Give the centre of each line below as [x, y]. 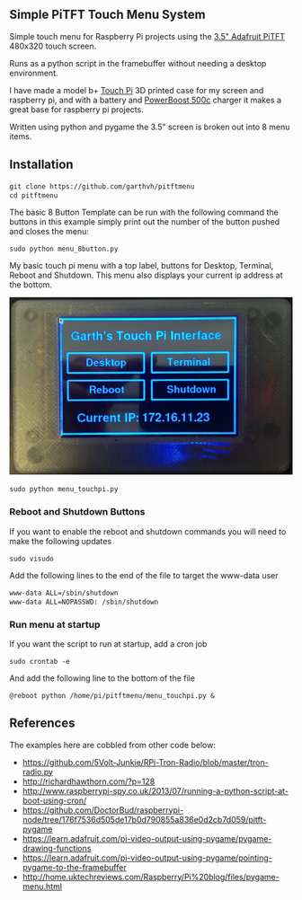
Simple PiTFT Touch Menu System [107, 15]
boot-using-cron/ [54, 800]
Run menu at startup [55, 624]
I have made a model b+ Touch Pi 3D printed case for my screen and [137, 90]
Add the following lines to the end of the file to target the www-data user [144, 575]
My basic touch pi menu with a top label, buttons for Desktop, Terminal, [142, 265]
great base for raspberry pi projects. [76, 109]
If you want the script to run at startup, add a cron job [108, 644]
